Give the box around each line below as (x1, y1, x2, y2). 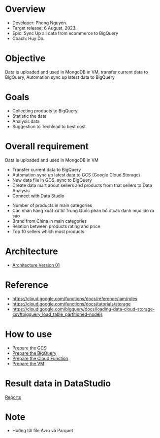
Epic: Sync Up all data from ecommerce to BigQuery (12, 30, 119, 36)
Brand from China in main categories (12, 218, 87, 224)
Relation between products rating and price (12, 223, 100, 229)
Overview (5, 3, 46, 15)
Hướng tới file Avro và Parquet (12, 428, 73, 434)
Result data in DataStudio (5, 378, 111, 389)
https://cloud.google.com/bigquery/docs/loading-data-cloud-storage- (12, 306, 155, 312)
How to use (5, 329, 52, 339)
